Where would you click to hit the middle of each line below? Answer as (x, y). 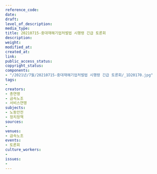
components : (17, 71)
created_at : (17, 52)
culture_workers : (23, 150)
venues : (13, 131)
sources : (14, 122)
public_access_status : (29, 61)
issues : (13, 159)
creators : (15, 89)
